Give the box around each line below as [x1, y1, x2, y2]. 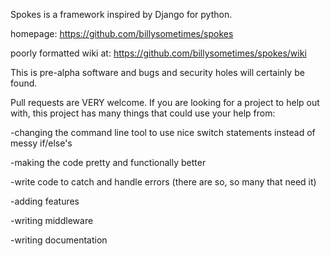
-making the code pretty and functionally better [10, 157, 207, 168]
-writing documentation [10, 234, 108, 246]
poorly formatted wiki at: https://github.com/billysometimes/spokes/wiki [10, 47, 307, 59]
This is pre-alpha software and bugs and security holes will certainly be [10, 67, 305, 78]
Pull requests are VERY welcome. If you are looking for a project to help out [10, 97, 320, 108]
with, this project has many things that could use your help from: [10, 107, 276, 119]
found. [10, 77, 38, 89]
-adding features [10, 195, 80, 207]
